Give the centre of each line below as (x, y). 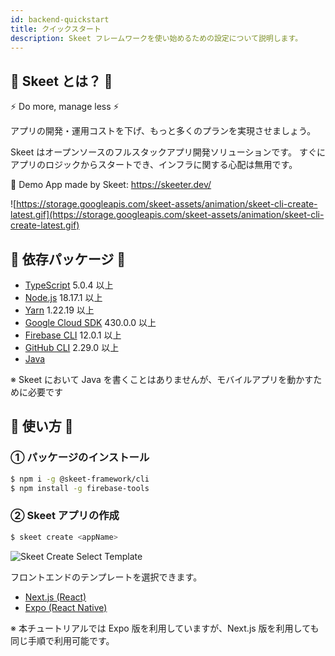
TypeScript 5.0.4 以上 (69, 285)
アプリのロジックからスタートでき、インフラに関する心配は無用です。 (154, 165)
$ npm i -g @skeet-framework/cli (80, 479)
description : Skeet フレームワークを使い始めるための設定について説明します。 (156, 38)
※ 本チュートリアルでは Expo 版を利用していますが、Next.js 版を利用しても (165, 628)
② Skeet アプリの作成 (65, 516)
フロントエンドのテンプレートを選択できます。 (106, 577)
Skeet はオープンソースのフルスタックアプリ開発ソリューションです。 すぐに (168, 152)
